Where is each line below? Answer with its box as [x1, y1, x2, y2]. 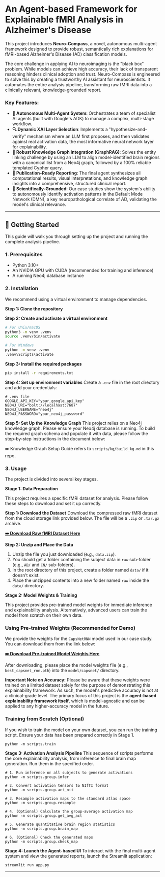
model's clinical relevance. [12, 202, 66, 207]
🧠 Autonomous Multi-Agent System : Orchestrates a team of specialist [12, 110, 156, 116]
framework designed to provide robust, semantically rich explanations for [5, 46, 154, 52]
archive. [5, 521, 22, 527]
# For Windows [5, 343, 34, 348]
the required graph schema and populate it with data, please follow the [5, 430, 148, 437]
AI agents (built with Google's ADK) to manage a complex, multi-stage [12, 116, 154, 122]
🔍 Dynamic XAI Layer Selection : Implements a [12, 127, 108, 133]
